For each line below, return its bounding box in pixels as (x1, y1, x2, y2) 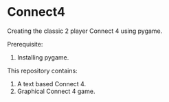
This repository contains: (7, 66, 78, 75)
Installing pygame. (16, 53, 69, 62)
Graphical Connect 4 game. (16, 87, 95, 95)
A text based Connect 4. (16, 79, 87, 88)
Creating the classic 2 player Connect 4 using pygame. (7, 27, 163, 35)
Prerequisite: (7, 40, 43, 48)
